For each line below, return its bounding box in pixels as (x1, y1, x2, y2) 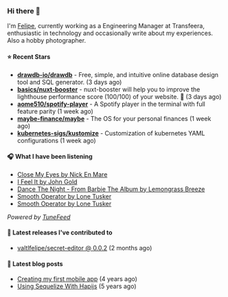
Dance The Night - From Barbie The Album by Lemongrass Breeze (16, 185, 205, 193)
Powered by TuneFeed (7, 212, 71, 221)
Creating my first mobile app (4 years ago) (16, 275, 137, 283)
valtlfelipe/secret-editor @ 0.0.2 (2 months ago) (16, 243, 152, 252)
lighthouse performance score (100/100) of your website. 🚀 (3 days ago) (16, 92, 222, 100)
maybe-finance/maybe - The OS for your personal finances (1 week (16, 114, 212, 122)
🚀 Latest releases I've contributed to (7, 228, 113, 236)
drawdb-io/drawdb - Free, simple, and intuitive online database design (16, 70, 218, 78)
